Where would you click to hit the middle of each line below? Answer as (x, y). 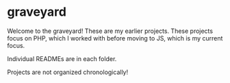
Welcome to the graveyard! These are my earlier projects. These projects (110, 31)
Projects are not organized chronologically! (68, 72)
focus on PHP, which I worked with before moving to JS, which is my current (115, 38)
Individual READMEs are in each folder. (62, 58)
